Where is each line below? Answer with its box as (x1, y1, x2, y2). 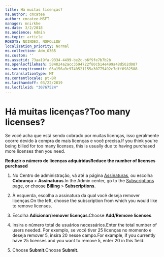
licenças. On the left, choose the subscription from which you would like (12, 198, 158, 204)
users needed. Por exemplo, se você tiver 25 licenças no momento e (12, 227, 152, 233)
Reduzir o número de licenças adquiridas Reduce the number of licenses (5, 158, 156, 164)
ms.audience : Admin (5, 30, 45, 35)
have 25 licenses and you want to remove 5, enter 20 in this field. (12, 238, 145, 244)
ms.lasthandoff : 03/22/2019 (5, 80, 63, 85)
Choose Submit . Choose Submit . (12, 247, 79, 253)
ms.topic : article (5, 35, 43, 40)
